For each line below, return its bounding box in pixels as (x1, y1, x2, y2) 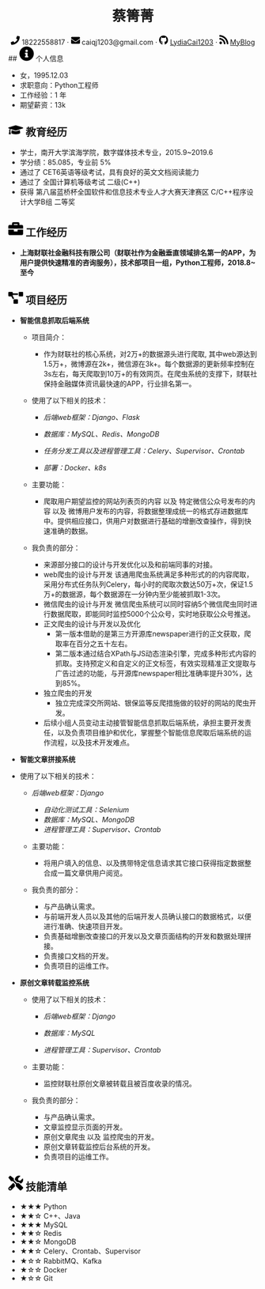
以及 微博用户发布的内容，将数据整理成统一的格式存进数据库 (52, 506, 249, 516)
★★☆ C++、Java (19, 1211, 81, 1220)
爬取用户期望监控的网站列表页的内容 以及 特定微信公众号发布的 (43, 496, 249, 506)
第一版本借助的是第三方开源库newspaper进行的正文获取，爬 (55, 629, 252, 638)
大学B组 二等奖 (26, 197, 75, 206)
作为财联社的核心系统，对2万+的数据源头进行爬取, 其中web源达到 (43, 349, 258, 358)
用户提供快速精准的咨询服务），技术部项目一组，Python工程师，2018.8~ (19, 258, 256, 267)
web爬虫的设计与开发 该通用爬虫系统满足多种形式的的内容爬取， (43, 569, 254, 579)
